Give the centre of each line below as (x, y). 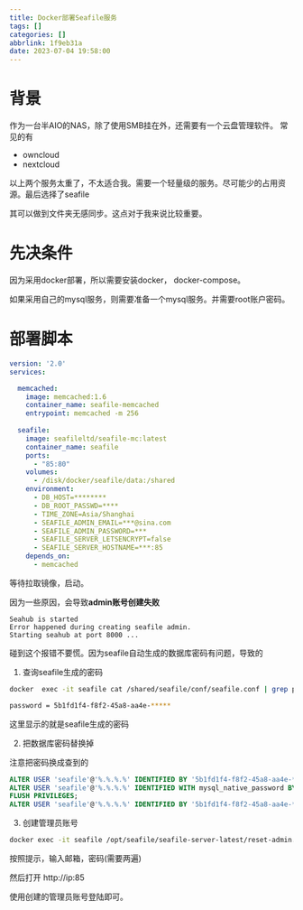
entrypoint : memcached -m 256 (83, 413)
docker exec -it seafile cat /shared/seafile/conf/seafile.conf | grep (149, 689)
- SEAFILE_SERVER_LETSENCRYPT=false (102, 539)
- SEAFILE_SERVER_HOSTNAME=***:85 (98, 548)
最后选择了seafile (57, 194)
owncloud (41, 155)
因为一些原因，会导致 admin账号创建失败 (85, 602)
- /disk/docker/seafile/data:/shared (104, 481)
